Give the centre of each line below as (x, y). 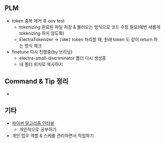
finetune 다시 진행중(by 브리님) (42, 52)
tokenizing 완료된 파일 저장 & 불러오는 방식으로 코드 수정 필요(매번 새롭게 (90, 27)
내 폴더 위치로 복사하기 (41, 64)
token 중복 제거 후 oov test (38, 21)
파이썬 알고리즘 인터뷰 (33, 123)
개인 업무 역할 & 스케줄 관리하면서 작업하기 (53, 136)
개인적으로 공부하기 (38, 130)
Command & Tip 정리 (37, 81)
